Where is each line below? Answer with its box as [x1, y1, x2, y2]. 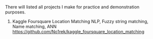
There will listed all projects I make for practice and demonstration [5, 4, 140, 10]
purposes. [5, 9, 26, 15]
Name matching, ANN [12, 24, 57, 29]
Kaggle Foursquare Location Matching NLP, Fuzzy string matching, [12, 19, 149, 24]
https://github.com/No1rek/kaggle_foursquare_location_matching [12, 29, 145, 34]
